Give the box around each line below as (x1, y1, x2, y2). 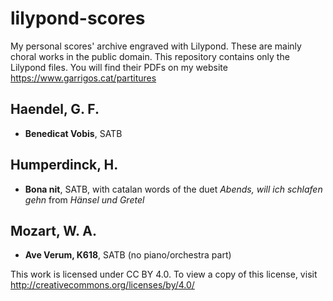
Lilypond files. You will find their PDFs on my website (10, 61, 228, 73)
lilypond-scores (10, 7, 146, 30)
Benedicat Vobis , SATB (24, 127, 123, 139)
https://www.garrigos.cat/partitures (10, 72, 157, 84)
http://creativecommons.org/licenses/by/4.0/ (10, 279, 195, 291)
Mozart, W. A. (10, 222, 98, 239)
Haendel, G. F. (10, 101, 100, 118)
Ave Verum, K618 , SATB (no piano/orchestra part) (24, 249, 232, 261)
